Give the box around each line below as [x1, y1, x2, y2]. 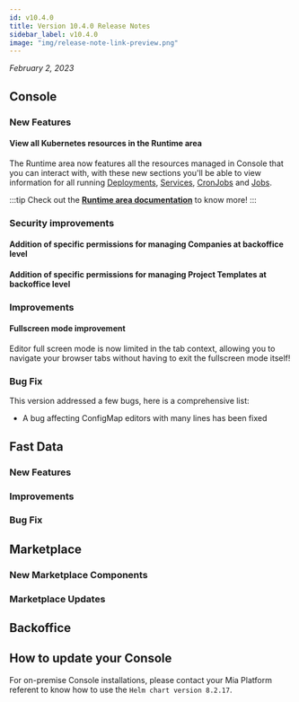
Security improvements [9, 216, 115, 229]
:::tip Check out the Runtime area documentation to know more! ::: [9, 194, 258, 205]
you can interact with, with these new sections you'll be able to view [9, 167, 262, 178]
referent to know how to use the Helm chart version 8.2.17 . [9, 684, 233, 695]
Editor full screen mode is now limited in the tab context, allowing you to [9, 343, 276, 354]
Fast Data [9, 439, 64, 454]
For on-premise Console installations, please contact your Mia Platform [9, 674, 272, 685]
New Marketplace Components [9, 568, 148, 581]
